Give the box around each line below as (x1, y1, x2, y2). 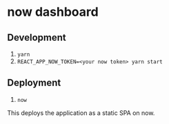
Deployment (7, 77, 61, 89)
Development (7, 32, 67, 43)
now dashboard (7, 4, 99, 20)
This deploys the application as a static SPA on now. (7, 108, 155, 117)
